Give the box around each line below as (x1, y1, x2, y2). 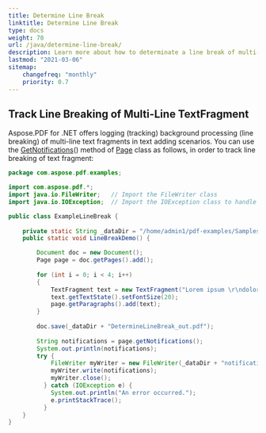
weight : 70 (8, 33, 44, 42)
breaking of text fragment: (8, 154, 94, 163)
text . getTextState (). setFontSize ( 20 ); (50, 293, 179, 301)
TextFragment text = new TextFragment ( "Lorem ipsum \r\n (50, 285, 243, 293)
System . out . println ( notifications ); (36, 344, 158, 353)
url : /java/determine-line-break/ (8, 41, 123, 49)
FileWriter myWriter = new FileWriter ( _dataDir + (50, 359, 218, 367)
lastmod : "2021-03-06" (8, 56, 83, 64)
